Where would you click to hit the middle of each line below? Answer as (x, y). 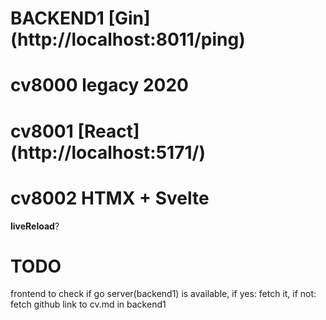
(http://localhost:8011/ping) (128, 39)
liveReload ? (35, 226)
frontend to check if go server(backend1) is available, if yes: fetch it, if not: (163, 294)
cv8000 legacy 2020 (99, 85)
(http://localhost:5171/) (108, 152)
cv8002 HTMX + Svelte (110, 198)
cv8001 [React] (75, 131)
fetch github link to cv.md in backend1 (88, 304)
